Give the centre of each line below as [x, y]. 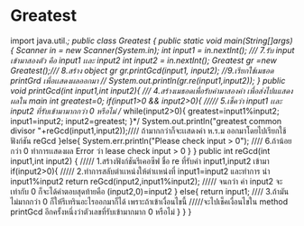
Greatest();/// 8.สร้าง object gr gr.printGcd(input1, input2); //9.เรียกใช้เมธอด [142, 70]
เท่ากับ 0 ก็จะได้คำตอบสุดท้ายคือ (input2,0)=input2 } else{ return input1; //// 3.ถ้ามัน [150, 191]
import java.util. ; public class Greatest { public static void [116, 41]
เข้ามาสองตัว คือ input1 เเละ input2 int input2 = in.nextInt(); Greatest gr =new [144, 60]
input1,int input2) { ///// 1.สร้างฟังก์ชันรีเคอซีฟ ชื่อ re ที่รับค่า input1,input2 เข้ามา [140, 161]
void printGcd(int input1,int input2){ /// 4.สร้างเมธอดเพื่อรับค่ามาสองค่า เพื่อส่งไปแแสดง [152, 90]
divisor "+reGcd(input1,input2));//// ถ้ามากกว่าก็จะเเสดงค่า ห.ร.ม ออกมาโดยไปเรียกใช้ [148, 131]
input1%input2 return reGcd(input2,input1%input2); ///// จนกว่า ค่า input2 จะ [147, 181]
